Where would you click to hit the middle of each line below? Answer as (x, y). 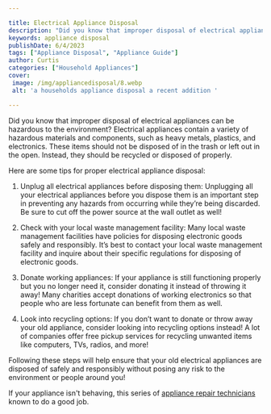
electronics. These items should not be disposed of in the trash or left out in (134, 146)
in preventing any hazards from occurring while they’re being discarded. (140, 203)
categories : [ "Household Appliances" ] (73, 68)
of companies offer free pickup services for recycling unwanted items (136, 336)
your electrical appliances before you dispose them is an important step (140, 194)
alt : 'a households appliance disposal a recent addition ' (115, 90)
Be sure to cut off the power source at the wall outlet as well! (121, 211)
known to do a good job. (49, 401)
